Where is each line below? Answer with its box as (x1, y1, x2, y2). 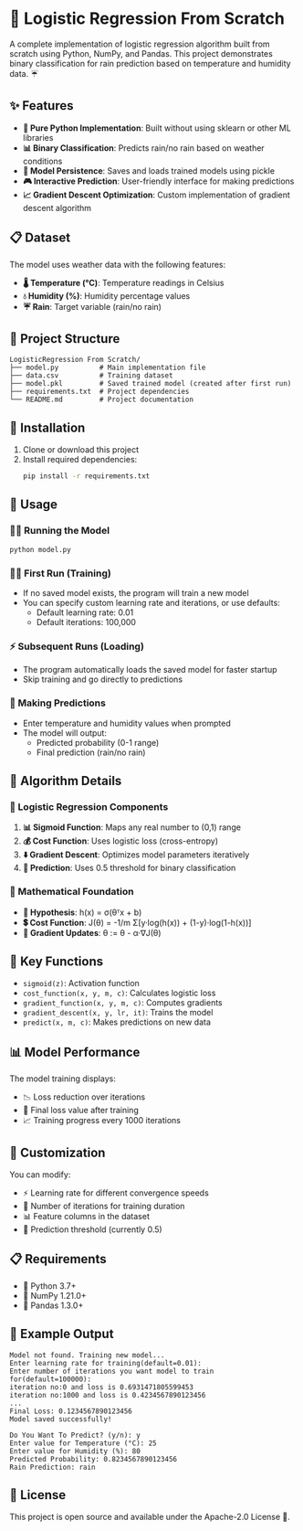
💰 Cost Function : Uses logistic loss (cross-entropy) (22, 835, 219, 846)
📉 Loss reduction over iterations (22, 1091, 146, 1102)
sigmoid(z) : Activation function (22, 978, 140, 989)
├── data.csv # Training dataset (9, 371, 173, 380)
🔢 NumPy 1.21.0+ (22, 1290, 87, 1301)
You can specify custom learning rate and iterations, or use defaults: (22, 597, 280, 608)
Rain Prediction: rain (9, 1462, 96, 1472)
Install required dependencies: (22, 454, 138, 465)
